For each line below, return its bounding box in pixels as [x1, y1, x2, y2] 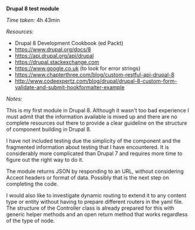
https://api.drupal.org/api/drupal [14, 52, 94, 59]
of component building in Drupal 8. [6, 126, 92, 133]
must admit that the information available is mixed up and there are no [6, 113, 177, 120]
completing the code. [6, 181, 58, 187]
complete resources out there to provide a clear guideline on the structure [6, 119, 187, 127]
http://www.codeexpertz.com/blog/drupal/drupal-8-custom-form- [14, 77, 177, 84]
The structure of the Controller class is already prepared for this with [6, 204, 174, 212]
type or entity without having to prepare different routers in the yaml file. [6, 199, 183, 205]
